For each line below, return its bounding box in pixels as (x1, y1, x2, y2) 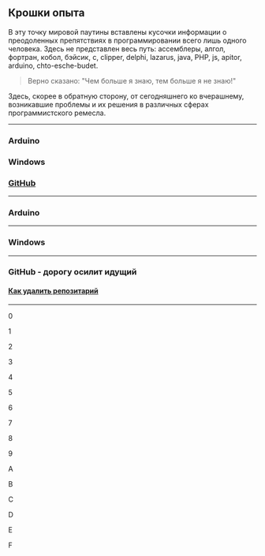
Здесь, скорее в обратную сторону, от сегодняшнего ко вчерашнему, (8, 91, 244, 101)
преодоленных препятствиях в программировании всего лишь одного (8, 35, 247, 45)
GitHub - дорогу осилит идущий (8, 267, 137, 278)
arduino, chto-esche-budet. (8, 61, 99, 70)
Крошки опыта (8, 6, 85, 20)
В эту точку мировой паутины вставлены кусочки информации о (8, 27, 227, 36)
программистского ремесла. (8, 108, 106, 118)
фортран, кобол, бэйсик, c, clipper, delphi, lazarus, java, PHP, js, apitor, (8, 52, 242, 62)
